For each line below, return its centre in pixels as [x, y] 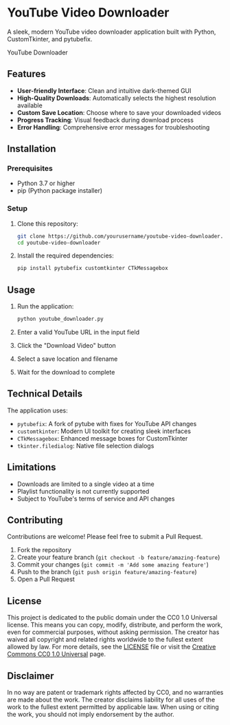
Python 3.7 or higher [46, 183]
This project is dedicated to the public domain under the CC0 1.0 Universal [112, 618]
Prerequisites [30, 169]
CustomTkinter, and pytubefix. [50, 39]
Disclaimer [31, 676]
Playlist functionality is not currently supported [83, 491]
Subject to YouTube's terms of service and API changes [96, 498]
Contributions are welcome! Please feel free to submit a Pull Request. [105, 537]
